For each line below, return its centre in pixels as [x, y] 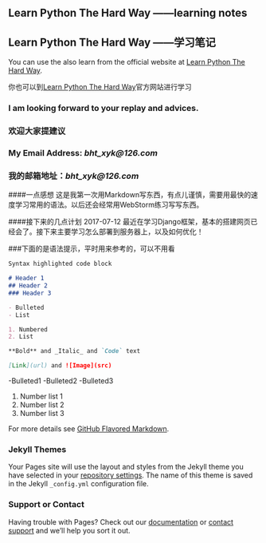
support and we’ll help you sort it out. [69, 530]
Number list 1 [41, 396]
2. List [21, 337]
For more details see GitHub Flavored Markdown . [89, 429]
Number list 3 [42, 414]
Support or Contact [47, 505]
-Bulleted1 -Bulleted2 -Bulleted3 [61, 381]
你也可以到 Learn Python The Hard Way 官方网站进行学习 [100, 87]
